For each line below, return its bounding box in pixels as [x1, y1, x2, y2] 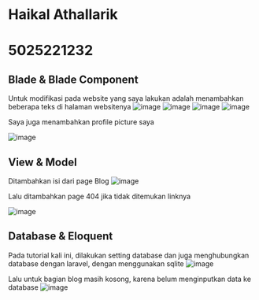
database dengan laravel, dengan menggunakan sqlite [8, 258, 185, 269]
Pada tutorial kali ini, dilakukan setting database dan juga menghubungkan [8, 250, 250, 260]
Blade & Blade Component [8, 72, 139, 86]
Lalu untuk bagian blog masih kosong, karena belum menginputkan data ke [8, 274, 252, 283]
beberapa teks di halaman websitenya [8, 102, 131, 112]
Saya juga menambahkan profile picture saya [8, 117, 155, 127]
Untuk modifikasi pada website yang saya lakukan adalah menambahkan [8, 94, 244, 103]
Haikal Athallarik [8, 6, 118, 24]
